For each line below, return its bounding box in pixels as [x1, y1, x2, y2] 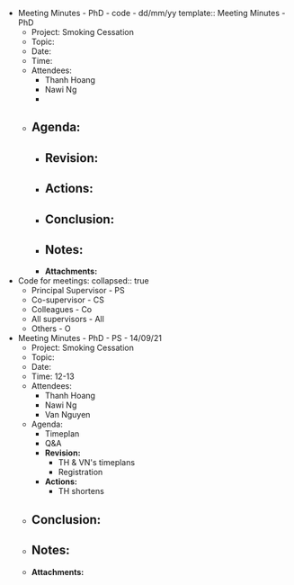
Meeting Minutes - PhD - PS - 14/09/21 [17, 333, 162, 344]
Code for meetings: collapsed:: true [17, 275, 150, 286]
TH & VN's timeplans [58, 457, 136, 468]
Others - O [31, 323, 71, 334]
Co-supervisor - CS [31, 294, 105, 305]
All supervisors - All [31, 314, 105, 325]
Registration [58, 467, 103, 478]
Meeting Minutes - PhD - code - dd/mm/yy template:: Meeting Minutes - [17, 8, 286, 18]
